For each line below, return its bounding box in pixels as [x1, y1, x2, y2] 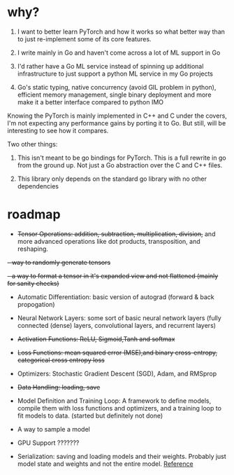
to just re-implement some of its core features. [17, 34, 152, 43]
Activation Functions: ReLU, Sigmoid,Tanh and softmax [17, 334, 175, 343]
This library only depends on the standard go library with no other [17, 174, 207, 183]
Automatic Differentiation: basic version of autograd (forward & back [17, 292, 214, 301]
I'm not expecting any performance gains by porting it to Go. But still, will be [7, 118, 226, 127]
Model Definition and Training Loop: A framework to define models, [17, 397, 212, 405]
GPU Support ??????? [17, 439, 80, 447]
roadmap [7, 207, 61, 223]
